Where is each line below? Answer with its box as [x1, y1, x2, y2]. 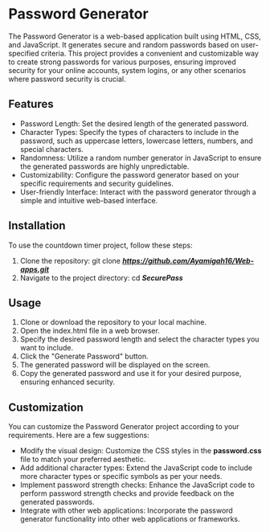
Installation [8, 219, 66, 233]
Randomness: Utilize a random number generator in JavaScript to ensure [19, 153, 262, 162]
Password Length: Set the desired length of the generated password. [19, 118, 249, 129]
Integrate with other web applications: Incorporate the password [19, 505, 233, 515]
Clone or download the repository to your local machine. [19, 317, 207, 327]
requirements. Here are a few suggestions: [8, 431, 150, 440]
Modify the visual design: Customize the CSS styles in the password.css [19, 446, 262, 456]
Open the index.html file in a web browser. [19, 326, 161, 336]
